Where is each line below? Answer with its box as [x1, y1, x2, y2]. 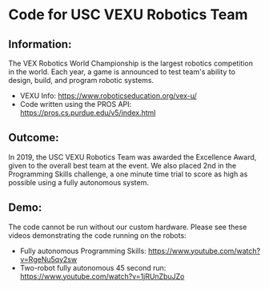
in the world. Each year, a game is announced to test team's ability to [8, 67, 236, 77]
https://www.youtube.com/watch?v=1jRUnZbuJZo [19, 271, 185, 281]
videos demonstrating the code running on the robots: [8, 230, 187, 240]
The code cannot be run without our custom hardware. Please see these [8, 222, 247, 232]
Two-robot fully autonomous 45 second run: [19, 263, 167, 272]
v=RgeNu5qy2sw [19, 254, 78, 264]
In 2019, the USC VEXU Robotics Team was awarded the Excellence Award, [8, 152, 257, 161]
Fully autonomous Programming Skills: [19, 246, 147, 255]
